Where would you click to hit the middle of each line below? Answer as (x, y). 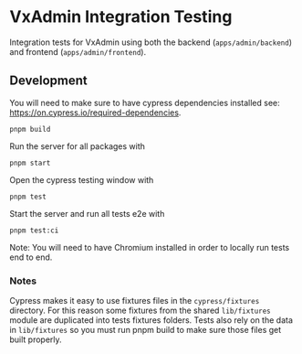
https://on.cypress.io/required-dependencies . (95, 113)
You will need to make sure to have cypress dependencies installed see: (145, 102)
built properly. (36, 339)
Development (49, 81)
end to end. (31, 257)
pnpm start (30, 163)
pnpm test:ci (34, 231)
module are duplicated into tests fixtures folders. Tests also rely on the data (151, 320)
